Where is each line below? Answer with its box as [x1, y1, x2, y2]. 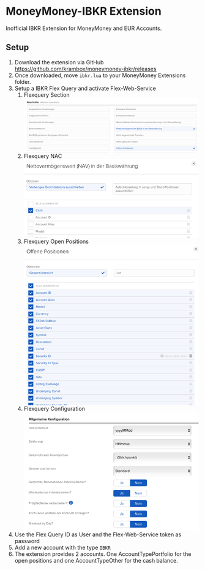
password [14, 538, 40, 545]
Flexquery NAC [23, 152, 62, 160]
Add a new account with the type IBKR [14, 544, 111, 552]
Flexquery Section [23, 91, 70, 99]
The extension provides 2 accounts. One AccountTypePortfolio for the [14, 550, 192, 558]
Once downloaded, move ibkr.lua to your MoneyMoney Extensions [14, 72, 186, 79]
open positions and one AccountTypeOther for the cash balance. [14, 557, 178, 564]
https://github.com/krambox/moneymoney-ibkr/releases [14, 65, 157, 72]
